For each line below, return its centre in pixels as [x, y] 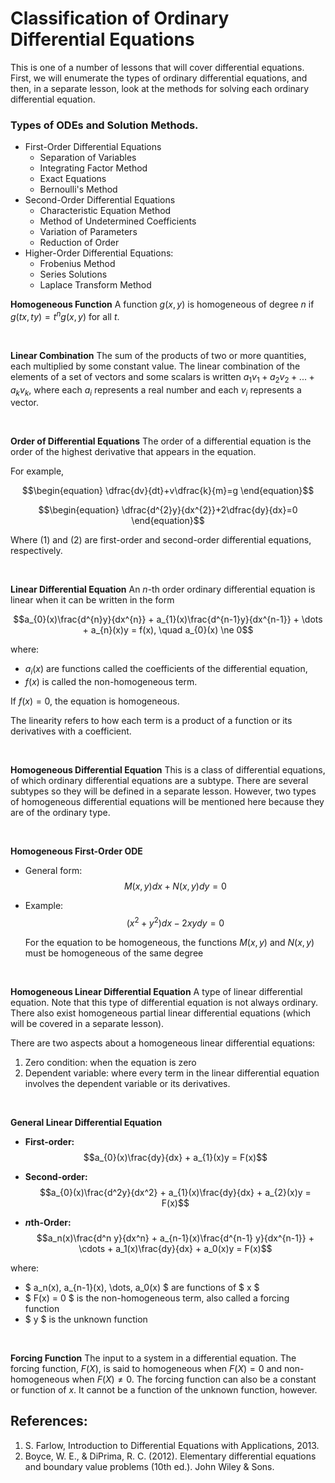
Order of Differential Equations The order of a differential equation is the [161, 441]
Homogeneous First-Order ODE [76, 851]
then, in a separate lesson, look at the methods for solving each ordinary [160, 88]
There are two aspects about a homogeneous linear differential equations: [163, 1043]
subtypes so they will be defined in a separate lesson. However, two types [163, 791]
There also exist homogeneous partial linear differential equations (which [161, 1013]
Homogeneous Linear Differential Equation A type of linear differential [156, 991]
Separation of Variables [88, 158]
